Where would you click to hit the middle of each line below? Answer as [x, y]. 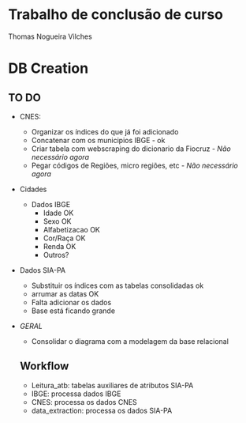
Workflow [44, 366]
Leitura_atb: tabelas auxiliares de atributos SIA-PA [112, 385]
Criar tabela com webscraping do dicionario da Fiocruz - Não [131, 149]
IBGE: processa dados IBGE [76, 394]
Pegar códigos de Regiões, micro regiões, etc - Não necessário [134, 165]
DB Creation [48, 68]
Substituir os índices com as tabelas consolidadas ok [117, 285]
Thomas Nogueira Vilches [50, 36]
